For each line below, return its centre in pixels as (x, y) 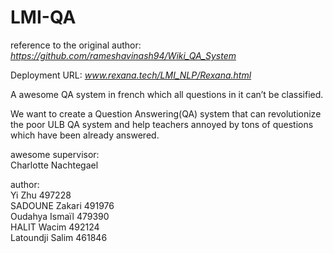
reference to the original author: (76, 45)
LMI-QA (43, 17)
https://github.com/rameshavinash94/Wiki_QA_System (123, 55)
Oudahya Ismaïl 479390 (60, 216)
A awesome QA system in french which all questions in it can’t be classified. (167, 94)
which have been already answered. (85, 135)
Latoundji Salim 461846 (59, 237)
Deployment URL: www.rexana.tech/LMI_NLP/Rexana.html (131, 75)
